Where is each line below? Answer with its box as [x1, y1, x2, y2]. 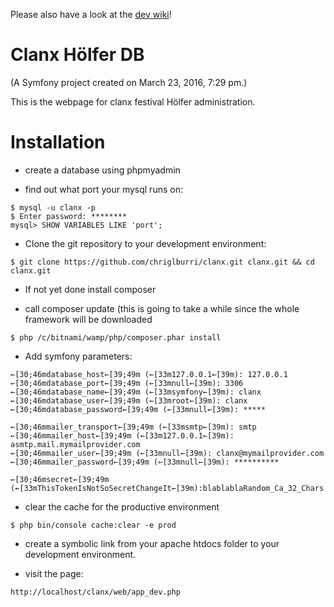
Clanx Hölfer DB [10, 44, 145, 66]
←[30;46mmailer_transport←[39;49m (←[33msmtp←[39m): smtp [10, 422, 257, 432]
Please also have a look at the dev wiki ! [10, 9, 172, 20]
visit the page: [24, 567, 84, 579]
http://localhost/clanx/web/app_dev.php [10, 587, 182, 597]
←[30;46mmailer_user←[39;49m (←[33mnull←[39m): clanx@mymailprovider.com [10, 448, 325, 458]
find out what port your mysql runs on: [24, 183, 183, 195]
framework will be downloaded [24, 313, 153, 325]
